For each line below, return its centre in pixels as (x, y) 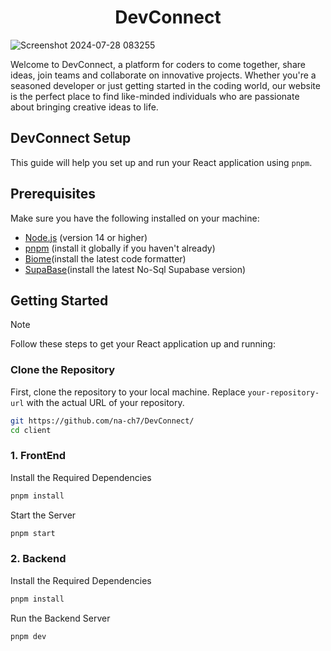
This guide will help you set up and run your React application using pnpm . (161, 162)
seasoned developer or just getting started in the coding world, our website (165, 85)
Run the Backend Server (60, 618)
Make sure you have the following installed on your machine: (135, 218)
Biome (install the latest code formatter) (105, 258)
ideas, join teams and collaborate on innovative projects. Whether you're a (163, 75)
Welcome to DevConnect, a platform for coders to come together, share (158, 64)
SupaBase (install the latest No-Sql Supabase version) (135, 269)
